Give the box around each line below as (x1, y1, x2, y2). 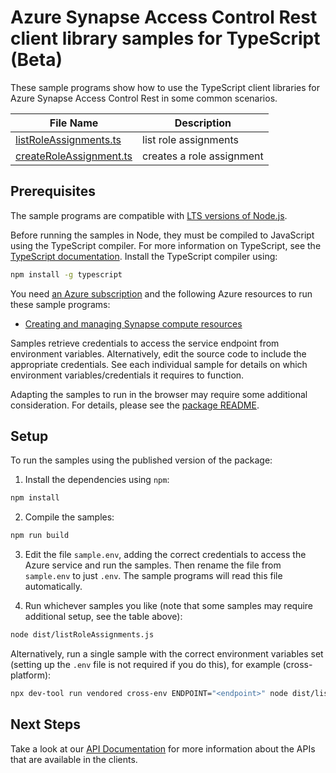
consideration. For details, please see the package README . (10, 399, 260, 411)
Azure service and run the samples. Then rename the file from (24, 559, 282, 571)
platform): (10, 669, 52, 681)
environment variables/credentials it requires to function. (10, 369, 245, 381)
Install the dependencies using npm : (24, 474, 170, 486)
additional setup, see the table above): (24, 611, 183, 623)
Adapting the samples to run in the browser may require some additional (10, 388, 308, 400)
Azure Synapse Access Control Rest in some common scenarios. (10, 92, 278, 104)
